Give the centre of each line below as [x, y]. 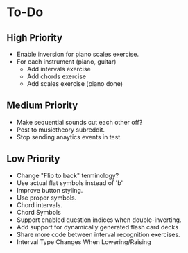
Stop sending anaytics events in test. [69, 137]
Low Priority [33, 159]
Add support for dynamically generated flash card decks [97, 227]
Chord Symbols [39, 212]
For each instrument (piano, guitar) [66, 62]
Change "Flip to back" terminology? [68, 175]
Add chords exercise [57, 76]
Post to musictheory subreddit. [61, 130]
